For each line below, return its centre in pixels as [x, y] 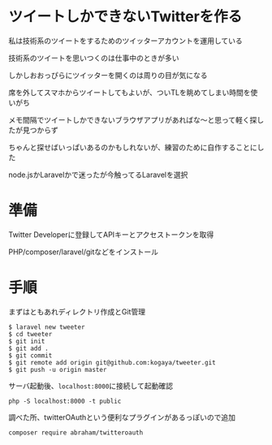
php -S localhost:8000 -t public [65, 401]
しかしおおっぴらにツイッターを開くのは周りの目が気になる [108, 75]
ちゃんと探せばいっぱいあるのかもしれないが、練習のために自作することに [133, 147]
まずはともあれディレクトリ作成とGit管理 [77, 311]
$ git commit [30, 355]
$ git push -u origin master [58, 369]
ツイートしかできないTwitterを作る [125, 17]
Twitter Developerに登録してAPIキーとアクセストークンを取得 [111, 234]
